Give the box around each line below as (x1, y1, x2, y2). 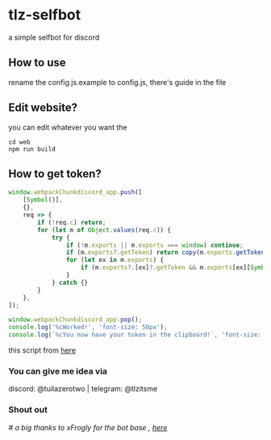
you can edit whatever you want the (8, 122, 127, 132)
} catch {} (51, 278, 89, 286)
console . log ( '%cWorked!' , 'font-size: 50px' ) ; (8, 324, 168, 332)
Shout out (8, 404, 48, 416)
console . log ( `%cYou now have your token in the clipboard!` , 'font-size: (8, 331, 262, 339)
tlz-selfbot (8, 6, 81, 24)
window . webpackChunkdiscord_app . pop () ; (8, 315, 143, 324)
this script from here (8, 345, 77, 355)
